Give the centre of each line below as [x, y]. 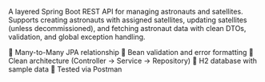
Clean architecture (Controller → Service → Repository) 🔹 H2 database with [133, 61]
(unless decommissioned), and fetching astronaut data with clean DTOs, [127, 28]
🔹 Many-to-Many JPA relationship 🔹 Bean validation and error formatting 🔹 [131, 52]
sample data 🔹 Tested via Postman [65, 69]
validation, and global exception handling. [77, 37]
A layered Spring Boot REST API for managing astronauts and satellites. [126, 12]
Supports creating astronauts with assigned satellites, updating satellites [128, 20]
